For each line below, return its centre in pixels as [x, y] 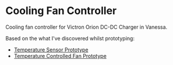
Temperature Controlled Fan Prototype [60, 56]
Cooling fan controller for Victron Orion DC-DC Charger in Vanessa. [86, 27]
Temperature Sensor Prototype [51, 49]
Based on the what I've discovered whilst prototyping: [70, 38]
